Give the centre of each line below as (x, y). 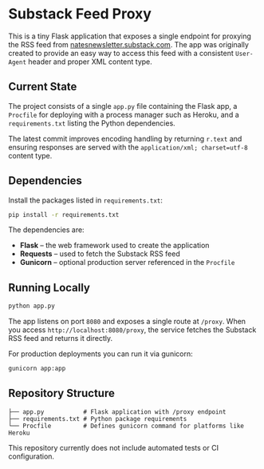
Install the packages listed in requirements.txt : (86, 200)
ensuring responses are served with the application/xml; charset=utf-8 (128, 147)
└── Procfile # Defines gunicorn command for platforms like (126, 426)
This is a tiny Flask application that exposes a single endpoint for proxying (130, 36)
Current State (43, 87)
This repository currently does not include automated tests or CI (114, 447)
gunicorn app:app (37, 369)
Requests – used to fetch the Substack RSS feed (100, 254)
